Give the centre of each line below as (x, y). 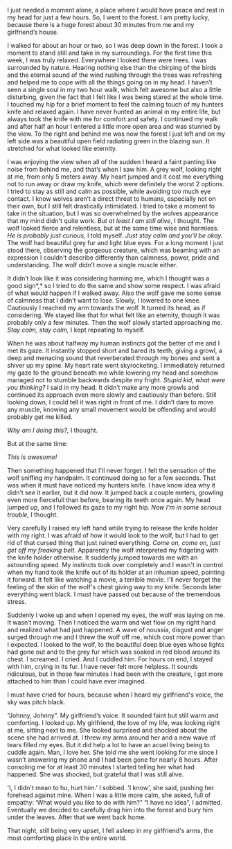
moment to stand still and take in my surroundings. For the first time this (110, 53)
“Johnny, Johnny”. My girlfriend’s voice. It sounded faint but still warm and (113, 715)
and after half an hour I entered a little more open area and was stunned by (114, 126)
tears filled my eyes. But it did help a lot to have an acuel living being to (108, 745)
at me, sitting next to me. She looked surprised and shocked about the (107, 730)
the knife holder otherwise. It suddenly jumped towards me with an (102, 557)
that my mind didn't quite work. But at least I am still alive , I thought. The (111, 221)
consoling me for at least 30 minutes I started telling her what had (101, 767)
